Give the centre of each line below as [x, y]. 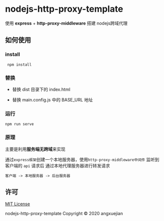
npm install [19, 65]
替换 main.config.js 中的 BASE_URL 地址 [53, 99]
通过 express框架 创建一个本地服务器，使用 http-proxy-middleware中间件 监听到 [82, 159]
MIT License [18, 204]
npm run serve [20, 124]
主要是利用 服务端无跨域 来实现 [35, 149]
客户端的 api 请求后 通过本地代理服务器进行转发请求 [58, 166]
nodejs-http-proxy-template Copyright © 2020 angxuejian [64, 214]
